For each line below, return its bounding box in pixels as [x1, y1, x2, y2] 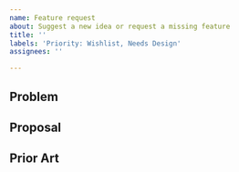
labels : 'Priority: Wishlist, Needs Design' [9, 38, 182, 48]
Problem [9, 88, 59, 105]
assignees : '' [9, 47, 64, 56]
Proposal [9, 119, 62, 135]
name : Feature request [9, 13, 96, 23]
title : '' [9, 30, 47, 39]
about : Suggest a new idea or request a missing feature [9, 22, 231, 31]
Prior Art [9, 151, 59, 167]
